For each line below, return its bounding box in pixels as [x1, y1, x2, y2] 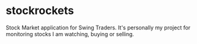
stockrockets [6, 4, 74, 18]
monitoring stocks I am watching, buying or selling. [6, 30, 135, 37]
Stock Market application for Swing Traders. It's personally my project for [6, 24, 191, 31]
